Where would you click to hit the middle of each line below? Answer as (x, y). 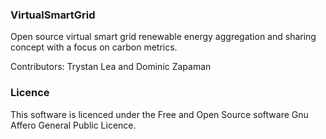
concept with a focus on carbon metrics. (94, 47)
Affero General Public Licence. (73, 125)
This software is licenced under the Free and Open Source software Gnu (159, 114)
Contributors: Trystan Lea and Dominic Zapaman (111, 67)
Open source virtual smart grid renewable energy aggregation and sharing (163, 37)
